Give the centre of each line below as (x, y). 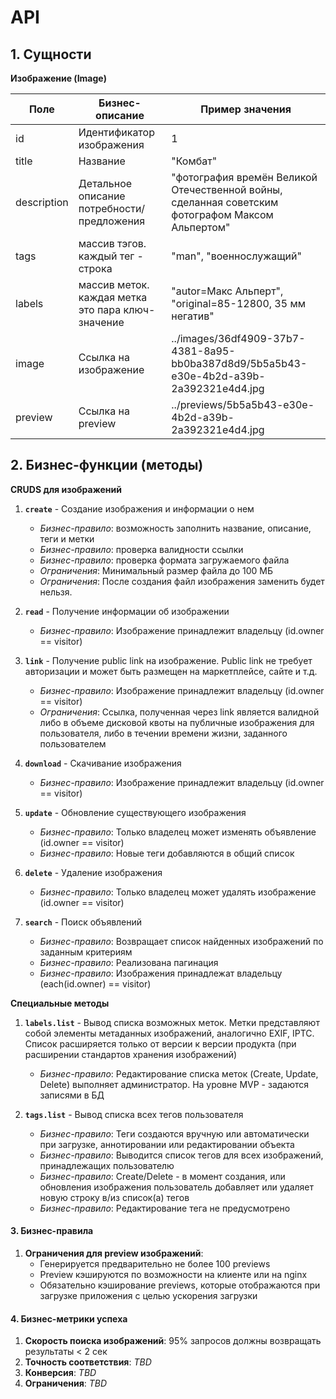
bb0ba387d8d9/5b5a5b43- (239, 363)
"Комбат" (194, 161)
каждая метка (113, 297)
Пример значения (246, 109)
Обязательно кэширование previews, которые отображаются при (180, 1285)
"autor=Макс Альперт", (227, 291)
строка (95, 268)
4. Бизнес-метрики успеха (69, 1318)
